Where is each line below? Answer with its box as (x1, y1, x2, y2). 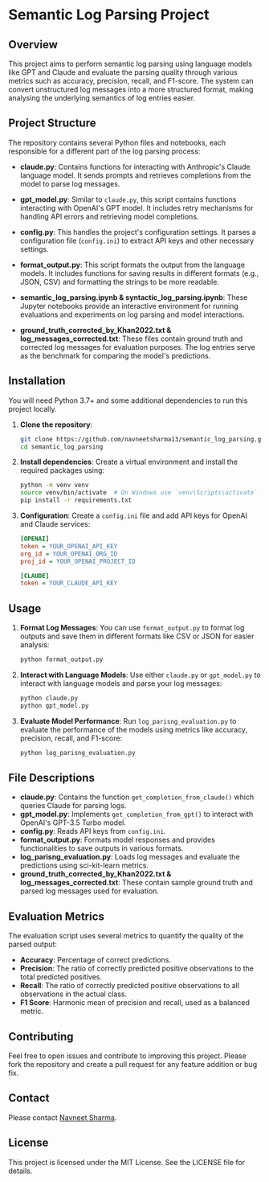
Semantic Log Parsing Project (8, 6, 210, 24)
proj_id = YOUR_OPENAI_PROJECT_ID (19, 557, 136, 565)
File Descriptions (8, 770, 95, 785)
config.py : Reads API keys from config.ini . (19, 827, 166, 836)
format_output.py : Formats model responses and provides (19, 835, 215, 845)
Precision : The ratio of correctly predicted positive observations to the (19, 963, 255, 974)
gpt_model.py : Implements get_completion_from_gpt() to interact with (19, 810, 254, 819)
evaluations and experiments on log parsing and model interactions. (19, 310, 245, 319)
